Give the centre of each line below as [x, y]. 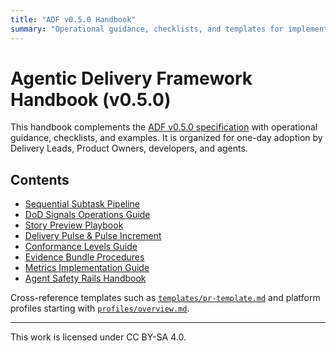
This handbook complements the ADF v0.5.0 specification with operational [164, 127]
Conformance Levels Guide [81, 247]
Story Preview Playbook [74, 225]
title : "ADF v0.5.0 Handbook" [73, 19]
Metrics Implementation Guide [87, 268]
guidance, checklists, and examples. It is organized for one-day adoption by [166, 138]
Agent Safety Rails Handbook [85, 278]
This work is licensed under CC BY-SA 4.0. [98, 337]
